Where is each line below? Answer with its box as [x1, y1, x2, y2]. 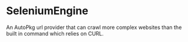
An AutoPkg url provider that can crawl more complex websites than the [6, 24, 182, 31]
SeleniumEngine [6, 4, 89, 18]
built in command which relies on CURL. [6, 30, 104, 37]
